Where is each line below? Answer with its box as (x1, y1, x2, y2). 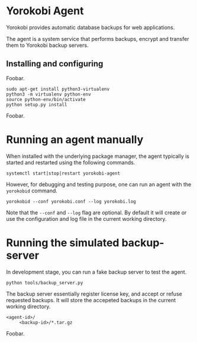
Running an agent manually (6, 132, 144, 146)
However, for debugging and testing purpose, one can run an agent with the (6, 180, 192, 188)
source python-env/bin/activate (6, 96, 86, 102)
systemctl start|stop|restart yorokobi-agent (6, 170, 120, 176)
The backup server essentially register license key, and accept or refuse (6, 290, 182, 297)
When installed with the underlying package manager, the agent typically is (6, 153, 189, 160)
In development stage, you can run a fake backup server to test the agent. (6, 268, 187, 275)
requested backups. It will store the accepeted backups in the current (6, 296, 176, 303)
